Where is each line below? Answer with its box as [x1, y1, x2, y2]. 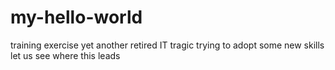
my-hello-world [10, 6, 143, 29]
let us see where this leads [10, 49, 121, 61]
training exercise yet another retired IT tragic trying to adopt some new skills [10, 39, 325, 51]
